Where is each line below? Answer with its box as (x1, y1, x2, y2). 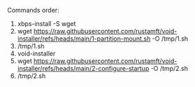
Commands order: (7, 6, 59, 14)
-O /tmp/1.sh (152, 34, 189, 43)
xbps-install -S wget (17, 20, 76, 27)
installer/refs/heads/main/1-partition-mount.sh (17, 34, 151, 43)
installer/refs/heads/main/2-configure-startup (17, 65, 150, 72)
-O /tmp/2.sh (150, 65, 189, 72)
